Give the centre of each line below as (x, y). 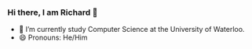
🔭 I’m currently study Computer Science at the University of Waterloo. (131, 30)
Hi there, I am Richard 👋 (53, 12)
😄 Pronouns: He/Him (53, 37)
